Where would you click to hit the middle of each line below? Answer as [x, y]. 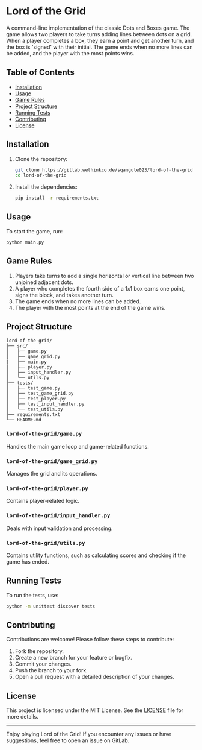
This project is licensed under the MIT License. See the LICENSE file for [95, 710]
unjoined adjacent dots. [44, 282]
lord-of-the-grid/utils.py [46, 543]
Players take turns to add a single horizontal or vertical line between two [104, 276]
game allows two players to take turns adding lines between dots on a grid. [99, 34]
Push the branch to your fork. [51, 670]
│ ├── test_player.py [36, 399]
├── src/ [17, 346]
